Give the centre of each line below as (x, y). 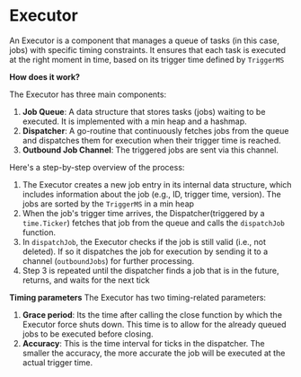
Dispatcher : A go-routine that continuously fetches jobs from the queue (155, 130)
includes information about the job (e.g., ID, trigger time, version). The (151, 194)
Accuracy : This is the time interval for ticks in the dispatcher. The (143, 343)
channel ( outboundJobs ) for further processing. (108, 260)
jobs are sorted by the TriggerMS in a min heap (108, 204)
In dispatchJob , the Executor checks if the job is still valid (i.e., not (144, 241)
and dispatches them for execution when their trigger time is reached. (151, 140)
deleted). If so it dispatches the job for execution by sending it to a (145, 251)
